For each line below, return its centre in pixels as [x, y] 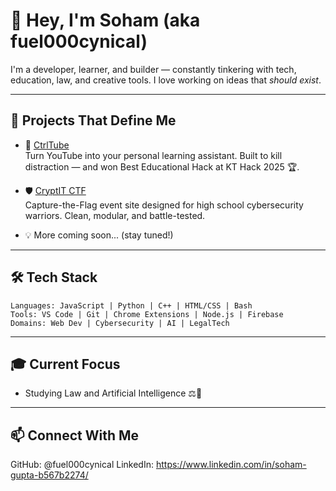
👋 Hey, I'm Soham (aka [105, 20]
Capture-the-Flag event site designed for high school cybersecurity [164, 205]
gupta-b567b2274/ [49, 475]
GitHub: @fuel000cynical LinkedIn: [82, 465]
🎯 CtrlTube [47, 145]
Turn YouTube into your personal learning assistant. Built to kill [153, 155]
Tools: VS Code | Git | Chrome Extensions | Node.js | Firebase [147, 314]
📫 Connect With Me [75, 435]
